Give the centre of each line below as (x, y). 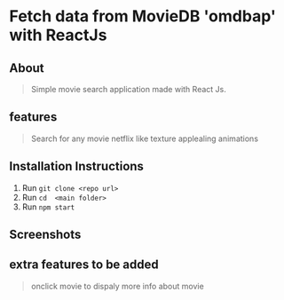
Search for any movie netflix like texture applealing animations (145, 138)
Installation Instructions (77, 166)
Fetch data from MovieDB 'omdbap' (143, 16)
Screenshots (45, 235)
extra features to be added (84, 265)
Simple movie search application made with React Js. (128, 89)
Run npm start (48, 207)
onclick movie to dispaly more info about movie (117, 286)
